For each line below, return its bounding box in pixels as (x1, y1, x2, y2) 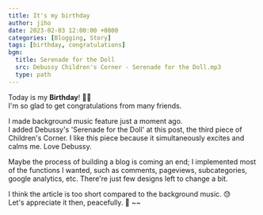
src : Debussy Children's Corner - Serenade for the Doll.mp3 (15, 63, 222, 71)
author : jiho (8, 19, 51, 27)
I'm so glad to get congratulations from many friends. (8, 101, 182, 110)
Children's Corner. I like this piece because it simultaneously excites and (8, 132, 245, 143)
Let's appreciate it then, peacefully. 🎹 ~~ (8, 198, 141, 207)
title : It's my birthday (8, 11, 90, 20)
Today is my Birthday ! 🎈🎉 (8, 92, 92, 102)
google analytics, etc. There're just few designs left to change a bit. (8, 174, 228, 183)
